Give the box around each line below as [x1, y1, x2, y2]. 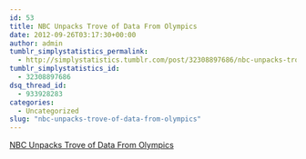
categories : [9, 97, 55, 107]
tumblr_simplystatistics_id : [9, 65, 120, 74]
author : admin [9, 38, 64, 48]
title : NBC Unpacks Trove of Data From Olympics [9, 22, 198, 31]
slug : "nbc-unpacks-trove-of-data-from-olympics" [9, 114, 202, 124]
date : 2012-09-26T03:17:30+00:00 [9, 30, 137, 39]
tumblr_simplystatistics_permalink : [9, 47, 148, 56]
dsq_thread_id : [9, 81, 67, 90]
